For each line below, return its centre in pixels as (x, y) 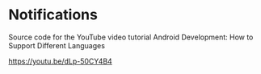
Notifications (53, 15)
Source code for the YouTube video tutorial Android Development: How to (131, 37)
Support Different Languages (57, 45)
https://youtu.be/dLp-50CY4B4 (61, 61)
